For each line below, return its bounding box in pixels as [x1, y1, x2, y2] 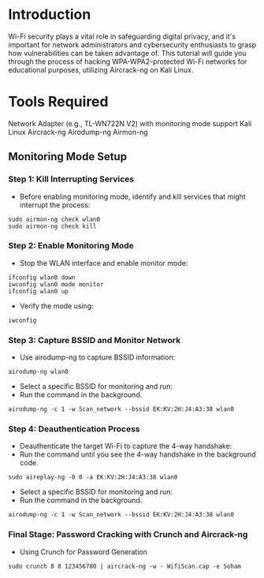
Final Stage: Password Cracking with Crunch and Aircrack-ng [8, 529, 248, 540]
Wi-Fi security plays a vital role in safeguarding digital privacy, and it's [8, 32, 236, 41]
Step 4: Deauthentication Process [8, 423, 140, 434]
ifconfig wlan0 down [8, 274, 76, 282]
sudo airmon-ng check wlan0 [8, 215, 101, 223]
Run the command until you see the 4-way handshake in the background [19, 449, 256, 459]
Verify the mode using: [19, 301, 94, 311]
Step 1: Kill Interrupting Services [8, 173, 135, 185]
